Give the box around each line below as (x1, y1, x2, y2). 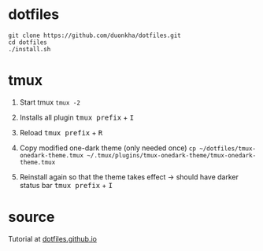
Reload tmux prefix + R (19, 127, 103, 137)
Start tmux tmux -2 (19, 97, 81, 107)
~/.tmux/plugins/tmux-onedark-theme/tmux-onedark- (86, 151, 257, 159)
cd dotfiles (8, 38, 47, 46)
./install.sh (8, 45, 51, 53)
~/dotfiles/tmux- (199, 144, 257, 153)
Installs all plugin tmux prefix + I (19, 113, 135, 122)
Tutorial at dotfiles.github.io (8, 234, 97, 243)
